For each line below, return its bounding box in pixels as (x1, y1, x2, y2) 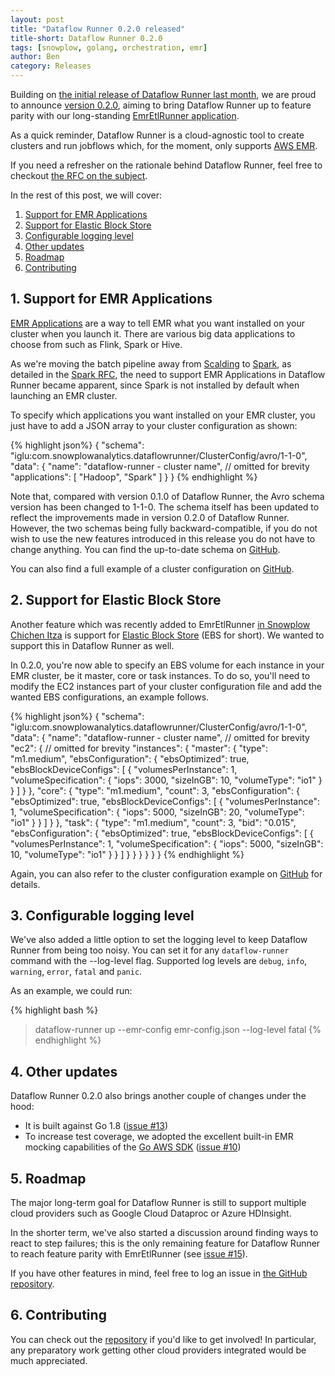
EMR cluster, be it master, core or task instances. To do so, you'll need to (10, 669, 311, 681)
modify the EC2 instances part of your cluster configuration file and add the (10, 680, 322, 692)
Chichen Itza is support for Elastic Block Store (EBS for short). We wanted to (10, 629, 325, 641)
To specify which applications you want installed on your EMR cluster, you (10, 409, 316, 421)
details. (10, 878, 41, 890)
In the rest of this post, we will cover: (10, 189, 163, 201)
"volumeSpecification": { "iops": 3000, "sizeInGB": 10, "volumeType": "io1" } (10, 774, 323, 786)
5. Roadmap (10, 1170, 87, 1187)
